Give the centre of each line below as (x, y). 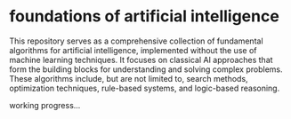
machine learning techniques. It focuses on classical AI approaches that (141, 59)
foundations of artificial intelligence (145, 16)
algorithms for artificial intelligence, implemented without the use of (133, 50)
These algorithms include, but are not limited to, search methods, (129, 78)
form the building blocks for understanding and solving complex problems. (146, 69)
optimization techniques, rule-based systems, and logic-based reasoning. (145, 88)
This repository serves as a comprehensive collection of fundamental (137, 41)
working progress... (45, 105)
